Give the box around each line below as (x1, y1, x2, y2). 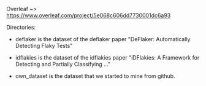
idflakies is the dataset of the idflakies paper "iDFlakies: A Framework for (15, 54, 200, 61)
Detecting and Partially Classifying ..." (15, 61, 111, 68)
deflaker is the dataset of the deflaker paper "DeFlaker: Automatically (15, 36, 191, 42)
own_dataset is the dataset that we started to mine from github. (15, 72, 176, 79)
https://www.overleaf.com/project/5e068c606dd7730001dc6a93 (6, 12, 171, 19)
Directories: (6, 24, 36, 31)
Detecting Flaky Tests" (15, 42, 73, 49)
